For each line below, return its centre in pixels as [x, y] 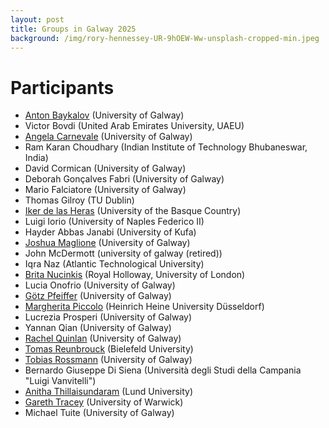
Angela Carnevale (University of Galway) [108, 137]
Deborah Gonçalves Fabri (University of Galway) [124, 179]
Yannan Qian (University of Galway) [98, 328]
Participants [62, 87]
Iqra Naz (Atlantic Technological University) [114, 264]
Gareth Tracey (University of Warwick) [104, 402]
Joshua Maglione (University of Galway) [107, 243]
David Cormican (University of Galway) [105, 168]
